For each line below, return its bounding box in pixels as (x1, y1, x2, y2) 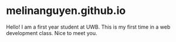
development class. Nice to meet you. (6, 29, 98, 36)
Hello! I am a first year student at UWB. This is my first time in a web (6, 23, 171, 30)
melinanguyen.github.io (6, 4, 126, 17)
